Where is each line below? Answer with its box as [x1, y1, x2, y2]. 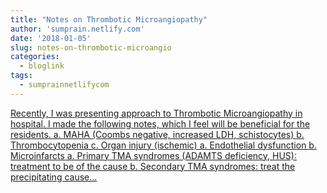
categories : [10, 52, 60, 62]
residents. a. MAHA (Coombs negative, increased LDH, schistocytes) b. [10, 128, 305, 140]
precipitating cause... [10, 171, 98, 183]
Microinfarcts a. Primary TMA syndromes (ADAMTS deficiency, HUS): [10, 149, 297, 161]
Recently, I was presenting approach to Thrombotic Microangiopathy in [10, 107, 303, 119]
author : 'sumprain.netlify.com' [10, 24, 145, 34]
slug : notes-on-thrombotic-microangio [10, 42, 172, 53]
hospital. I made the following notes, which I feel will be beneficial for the [10, 117, 311, 130]
